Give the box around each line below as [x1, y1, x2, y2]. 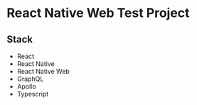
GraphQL [16, 74, 44, 83]
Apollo [16, 82, 36, 90]
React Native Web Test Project [6, 5, 190, 21]
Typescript [16, 90, 49, 98]
